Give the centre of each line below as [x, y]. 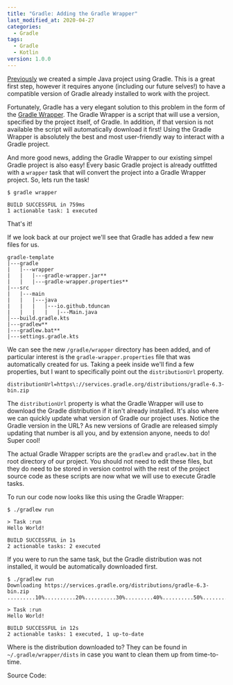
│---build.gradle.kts [38, 318]
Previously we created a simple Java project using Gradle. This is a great [111, 79]
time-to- [207, 654]
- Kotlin [26, 53]
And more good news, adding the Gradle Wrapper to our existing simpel [110, 157]
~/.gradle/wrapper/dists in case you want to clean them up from [101, 654]
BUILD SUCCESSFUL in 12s [43, 628]
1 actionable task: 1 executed [52, 211]
